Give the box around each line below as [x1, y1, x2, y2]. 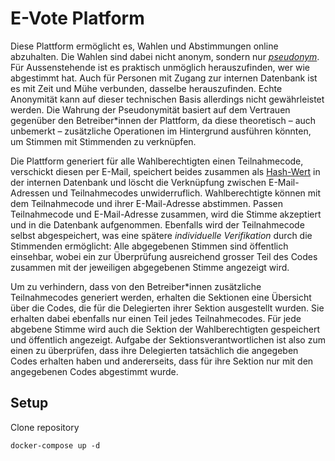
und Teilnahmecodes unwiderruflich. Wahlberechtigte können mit [51, 187, 322, 199]
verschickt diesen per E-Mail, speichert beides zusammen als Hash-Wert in [10, 165, 321, 177]
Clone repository [10, 421, 80, 433]
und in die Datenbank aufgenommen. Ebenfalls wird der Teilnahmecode [10, 218, 305, 231]
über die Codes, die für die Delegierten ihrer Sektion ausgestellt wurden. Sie [10, 302, 325, 314]
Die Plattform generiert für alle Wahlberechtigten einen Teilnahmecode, [10, 155, 304, 167]
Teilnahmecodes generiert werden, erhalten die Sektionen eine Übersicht [10, 291, 312, 303]
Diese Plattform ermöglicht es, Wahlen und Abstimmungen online [10, 40, 279, 52]
